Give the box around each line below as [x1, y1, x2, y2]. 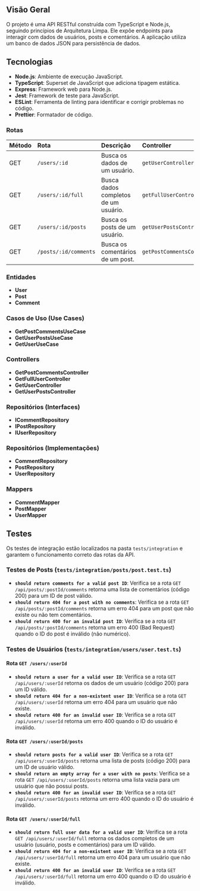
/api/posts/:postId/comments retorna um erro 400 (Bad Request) [14, 623, 175, 631]
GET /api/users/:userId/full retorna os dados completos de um [14, 835, 174, 842]
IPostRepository [14, 423, 56, 430]
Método [9, 141, 32, 149]
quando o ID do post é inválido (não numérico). [14, 630, 131, 637]
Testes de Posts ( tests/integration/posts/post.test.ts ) [6, 566, 171, 574]
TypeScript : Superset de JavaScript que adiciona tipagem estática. [14, 79, 180, 86]
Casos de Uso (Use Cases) [6, 314, 85, 322]
